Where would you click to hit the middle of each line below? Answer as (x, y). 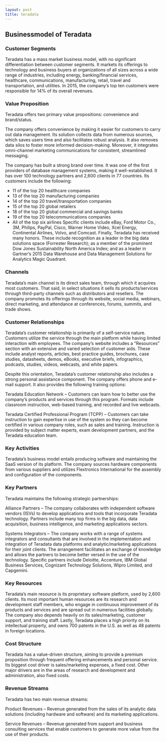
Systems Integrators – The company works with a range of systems (74, 533)
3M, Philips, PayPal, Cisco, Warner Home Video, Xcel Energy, (75, 228)
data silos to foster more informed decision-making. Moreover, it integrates (82, 145)
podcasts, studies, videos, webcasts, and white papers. (62, 364)
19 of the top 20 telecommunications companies (61, 217)
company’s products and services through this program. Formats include (79, 400)
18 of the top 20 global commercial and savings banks (67, 212)
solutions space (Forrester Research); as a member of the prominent (82, 243)
